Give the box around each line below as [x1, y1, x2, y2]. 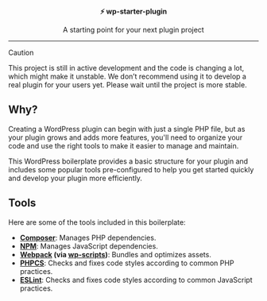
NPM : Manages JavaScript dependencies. [19, 241, 159, 251]
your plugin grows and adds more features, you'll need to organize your [8, 133, 243, 142]
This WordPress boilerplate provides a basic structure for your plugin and [8, 156, 249, 166]
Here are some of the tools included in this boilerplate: [8, 217, 186, 227]
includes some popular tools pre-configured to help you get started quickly [8, 164, 254, 174]
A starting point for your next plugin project [63, 25, 204, 34]
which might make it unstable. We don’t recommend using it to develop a [8, 71, 246, 81]
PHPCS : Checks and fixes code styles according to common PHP [19, 258, 234, 268]
